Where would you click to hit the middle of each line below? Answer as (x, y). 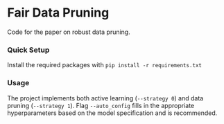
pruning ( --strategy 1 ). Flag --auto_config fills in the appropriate (101, 105)
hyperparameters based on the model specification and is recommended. (112, 113)
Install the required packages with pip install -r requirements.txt (105, 65)
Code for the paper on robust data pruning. (69, 32)
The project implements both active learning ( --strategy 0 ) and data (105, 98)
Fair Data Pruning (58, 13)
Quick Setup (28, 50)
